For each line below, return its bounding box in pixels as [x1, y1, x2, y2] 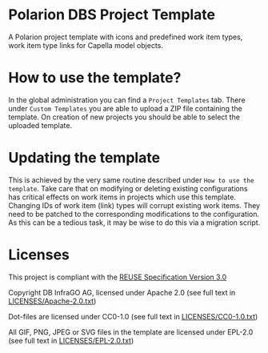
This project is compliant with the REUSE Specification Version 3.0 [8, 272, 227, 282]
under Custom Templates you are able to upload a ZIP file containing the [8, 103, 242, 113]
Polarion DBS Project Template [8, 6, 216, 24]
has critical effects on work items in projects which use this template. [8, 192, 236, 202]
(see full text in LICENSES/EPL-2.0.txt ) [8, 335, 134, 345]
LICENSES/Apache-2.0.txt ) [8, 296, 97, 306]
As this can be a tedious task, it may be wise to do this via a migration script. [8, 218, 261, 227]
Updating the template [8, 149, 161, 167]
